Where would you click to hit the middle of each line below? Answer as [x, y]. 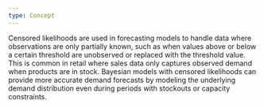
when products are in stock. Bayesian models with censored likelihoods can [132, 71]
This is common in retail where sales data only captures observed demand [130, 63]
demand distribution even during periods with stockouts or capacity [119, 88]
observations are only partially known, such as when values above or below [132, 46]
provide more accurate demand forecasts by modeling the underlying [122, 80]
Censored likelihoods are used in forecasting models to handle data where [130, 38]
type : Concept [32, 15]
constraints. [28, 96]
